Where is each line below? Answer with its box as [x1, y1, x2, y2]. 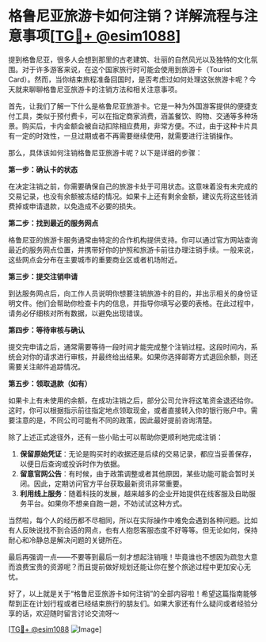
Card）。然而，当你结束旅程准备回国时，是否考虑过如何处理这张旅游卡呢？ [8, 75, 249, 84]
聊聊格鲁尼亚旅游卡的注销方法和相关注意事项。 [28, 84, 182, 94]
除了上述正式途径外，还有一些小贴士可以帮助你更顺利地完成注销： [8, 432, 223, 441]
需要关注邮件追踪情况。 [8, 361, 85, 371]
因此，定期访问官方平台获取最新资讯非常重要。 [33, 479, 187, 488]
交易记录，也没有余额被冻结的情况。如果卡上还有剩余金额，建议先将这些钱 [8, 191, 251, 201]
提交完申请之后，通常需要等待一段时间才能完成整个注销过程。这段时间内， [8, 342, 251, 351]
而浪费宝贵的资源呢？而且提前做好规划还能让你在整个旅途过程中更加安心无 [8, 562, 251, 571]
